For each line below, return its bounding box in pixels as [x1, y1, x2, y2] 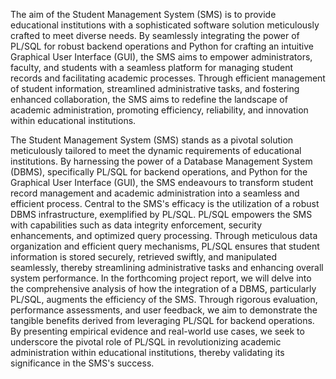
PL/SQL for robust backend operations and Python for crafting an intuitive [10, 40, 314, 52]
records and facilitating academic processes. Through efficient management [10, 72, 326, 84]
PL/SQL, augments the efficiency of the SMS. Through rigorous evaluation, [10, 294, 318, 305]
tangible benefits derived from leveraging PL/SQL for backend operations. [10, 315, 315, 326]
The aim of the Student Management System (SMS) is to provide [10, 9, 277, 20]
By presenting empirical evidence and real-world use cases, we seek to [10, 325, 305, 337]
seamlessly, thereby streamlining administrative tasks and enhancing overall [10, 262, 324, 273]
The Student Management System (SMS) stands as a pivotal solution [10, 134, 294, 146]
